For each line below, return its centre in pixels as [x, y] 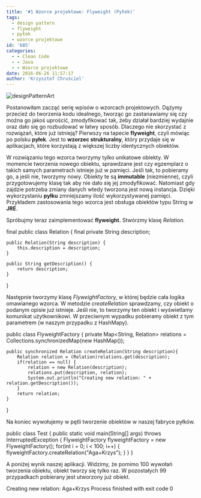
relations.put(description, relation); [78, 373]
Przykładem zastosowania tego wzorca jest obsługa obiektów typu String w [100, 202]
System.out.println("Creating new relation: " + [90, 378]
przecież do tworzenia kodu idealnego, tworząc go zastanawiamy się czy [97, 114]
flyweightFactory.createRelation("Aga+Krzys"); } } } [70, 453]
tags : [13, 17]
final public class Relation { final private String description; [78, 232]
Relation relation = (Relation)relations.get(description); [94, 357]
